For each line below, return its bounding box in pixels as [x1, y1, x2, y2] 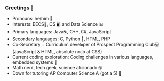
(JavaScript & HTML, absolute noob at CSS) [12, 49, 102, 55]
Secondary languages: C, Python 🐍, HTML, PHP [12, 36, 110, 42]
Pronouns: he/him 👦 [12, 16, 53, 22]
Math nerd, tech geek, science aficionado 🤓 [12, 65, 103, 71]
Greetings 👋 [5, 4, 34, 11]
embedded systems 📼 [12, 59, 57, 65]
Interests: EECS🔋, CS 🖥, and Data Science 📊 [12, 21, 104, 27]
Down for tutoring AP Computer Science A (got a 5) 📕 [12, 70, 122, 76]
